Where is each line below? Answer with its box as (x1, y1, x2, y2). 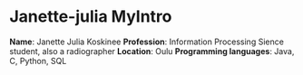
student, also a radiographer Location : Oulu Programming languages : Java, (9, 45, 295, 56)
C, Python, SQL (9, 55, 67, 66)
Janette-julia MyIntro (9, 6, 172, 27)
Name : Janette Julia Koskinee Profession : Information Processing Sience (9, 36, 284, 47)
